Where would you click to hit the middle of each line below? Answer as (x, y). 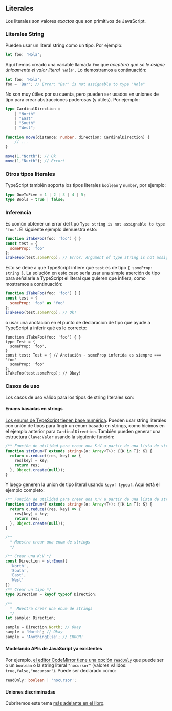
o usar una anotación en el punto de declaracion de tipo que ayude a (78, 322)
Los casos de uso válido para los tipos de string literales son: (70, 397)
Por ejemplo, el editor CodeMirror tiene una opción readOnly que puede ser (84, 660)
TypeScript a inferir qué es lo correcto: (46, 328)
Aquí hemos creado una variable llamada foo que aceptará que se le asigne (85, 64)
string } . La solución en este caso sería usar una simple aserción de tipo (83, 273)
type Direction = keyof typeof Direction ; (51, 594)
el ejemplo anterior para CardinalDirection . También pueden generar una (83, 432)
